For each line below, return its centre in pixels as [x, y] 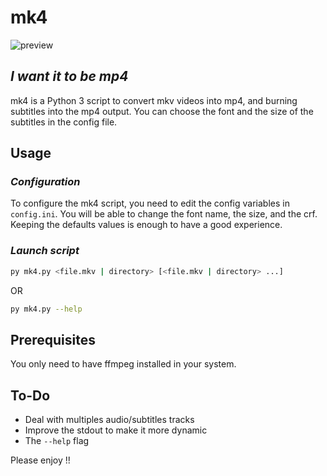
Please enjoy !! [40, 460]
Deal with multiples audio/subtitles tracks [109, 420]
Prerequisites [53, 339]
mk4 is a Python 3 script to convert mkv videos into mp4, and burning [154, 100]
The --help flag [57, 441]
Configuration [45, 182]
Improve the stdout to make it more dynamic [116, 430]
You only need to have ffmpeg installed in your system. [123, 364]
